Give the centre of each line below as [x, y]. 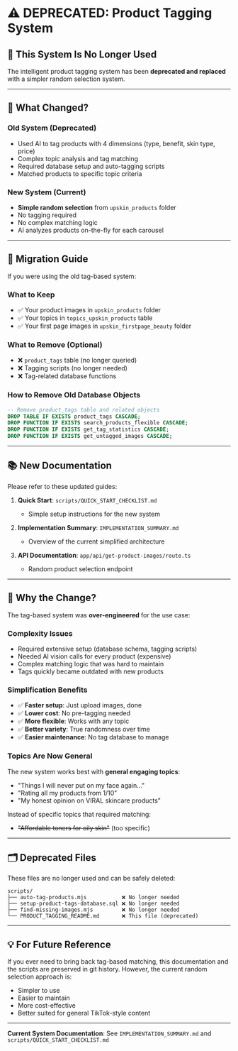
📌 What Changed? [48, 108]
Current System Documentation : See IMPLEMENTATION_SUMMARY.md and [109, 1033]
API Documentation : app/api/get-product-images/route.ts [104, 555]
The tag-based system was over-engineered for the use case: [99, 615]
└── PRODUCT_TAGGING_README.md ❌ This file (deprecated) [103, 916]
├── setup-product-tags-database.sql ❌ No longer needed [93, 904]
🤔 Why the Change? [52, 598]
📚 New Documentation [59, 466]
